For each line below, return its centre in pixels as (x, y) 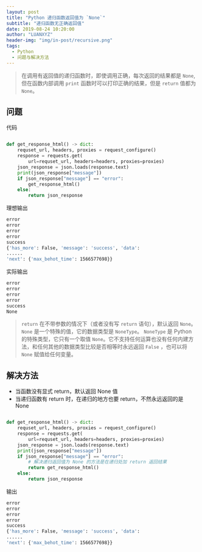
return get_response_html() (64, 468)
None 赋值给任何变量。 (49, 354)
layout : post (23, 12)
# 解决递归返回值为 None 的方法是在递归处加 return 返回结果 (98, 462)
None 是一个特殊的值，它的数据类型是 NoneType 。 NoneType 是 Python (106, 332)
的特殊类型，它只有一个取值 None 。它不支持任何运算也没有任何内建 (105, 339)
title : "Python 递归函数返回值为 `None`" (56, 18)
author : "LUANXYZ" (30, 35)
